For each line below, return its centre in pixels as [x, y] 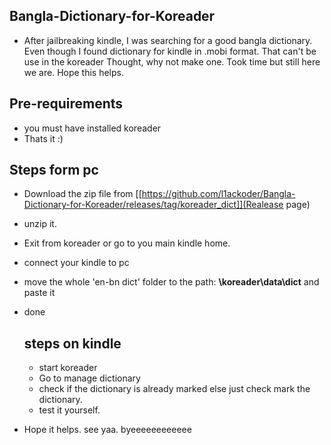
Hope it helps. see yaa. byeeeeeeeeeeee [107, 430]
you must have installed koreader [92, 128]
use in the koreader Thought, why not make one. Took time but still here [172, 61]
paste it [39, 293]
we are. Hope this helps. [74, 72]
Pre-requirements [66, 104]
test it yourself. [69, 410]
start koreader [68, 368]
